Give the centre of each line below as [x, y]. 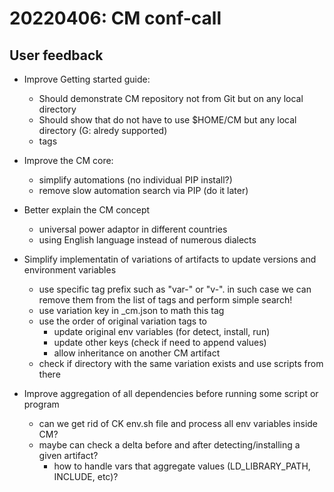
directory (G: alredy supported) [103, 130]
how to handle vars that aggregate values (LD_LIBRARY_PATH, [182, 466]
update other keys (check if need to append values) [160, 342]
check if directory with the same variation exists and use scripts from [181, 363]
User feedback [56, 55]
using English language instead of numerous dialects [147, 240]
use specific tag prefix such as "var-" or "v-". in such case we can [175, 289]
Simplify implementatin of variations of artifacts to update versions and [170, 259]
